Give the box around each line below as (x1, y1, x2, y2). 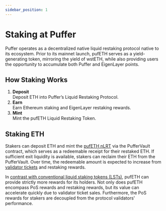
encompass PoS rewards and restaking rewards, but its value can (5, 185, 139, 191)
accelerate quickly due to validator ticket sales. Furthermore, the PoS (5, 190, 147, 196)
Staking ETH (5, 130, 45, 138)
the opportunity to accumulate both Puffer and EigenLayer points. (5, 61, 140, 67)
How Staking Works (5, 75, 68, 84)
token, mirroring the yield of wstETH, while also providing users (28, 56, 159, 62)
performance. (5, 201, 33, 207)
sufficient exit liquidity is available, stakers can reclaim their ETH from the (5, 154, 156, 160)
